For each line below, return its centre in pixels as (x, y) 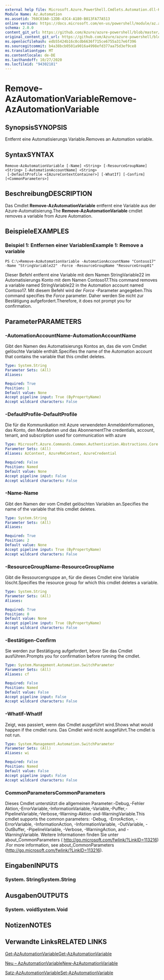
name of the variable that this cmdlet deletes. (51, 509)
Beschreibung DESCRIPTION (49, 194)
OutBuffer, (15, 829)
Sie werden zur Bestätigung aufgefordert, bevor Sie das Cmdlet (69, 651)
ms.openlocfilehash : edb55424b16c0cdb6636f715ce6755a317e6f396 (71, 42)
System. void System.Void (37, 909)
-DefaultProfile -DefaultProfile (41, 415)
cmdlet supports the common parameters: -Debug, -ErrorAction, (70, 819)
